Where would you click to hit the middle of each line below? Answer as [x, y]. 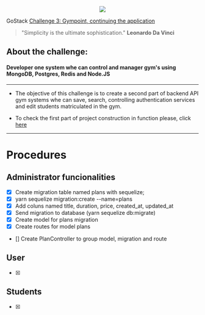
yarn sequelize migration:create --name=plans [74, 199]
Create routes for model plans [52, 226]
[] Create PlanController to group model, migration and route [91, 239]
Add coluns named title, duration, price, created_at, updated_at [94, 206]
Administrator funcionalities [61, 177]
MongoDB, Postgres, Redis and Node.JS [58, 74]
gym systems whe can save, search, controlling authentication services [105, 100]
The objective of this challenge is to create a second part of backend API [107, 93]
